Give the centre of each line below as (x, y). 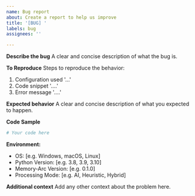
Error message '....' (38, 92)
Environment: (23, 144)
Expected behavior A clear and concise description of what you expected (98, 104)
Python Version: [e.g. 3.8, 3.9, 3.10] (58, 162)
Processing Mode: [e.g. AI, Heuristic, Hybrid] (70, 175)
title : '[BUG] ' (26, 23)
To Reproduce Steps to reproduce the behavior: (65, 68)
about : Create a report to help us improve (61, 17)
